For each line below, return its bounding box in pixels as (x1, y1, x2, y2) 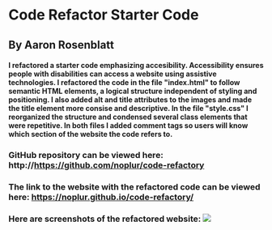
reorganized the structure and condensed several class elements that (8, 112, 249, 122)
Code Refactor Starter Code (8, 6, 199, 24)
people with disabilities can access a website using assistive (8, 69, 217, 79)
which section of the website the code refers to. (8, 130, 173, 139)
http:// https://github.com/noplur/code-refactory (8, 160, 205, 171)
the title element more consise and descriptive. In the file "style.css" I (8, 104, 249, 113)
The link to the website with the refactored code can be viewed (8, 181, 261, 193)
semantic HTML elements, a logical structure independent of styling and (8, 87, 257, 96)
